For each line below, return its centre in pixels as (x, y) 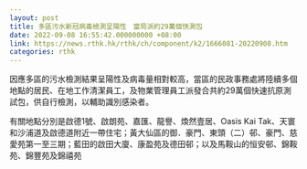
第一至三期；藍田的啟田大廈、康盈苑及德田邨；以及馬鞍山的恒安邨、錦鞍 (161, 144)
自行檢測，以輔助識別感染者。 (97, 102)
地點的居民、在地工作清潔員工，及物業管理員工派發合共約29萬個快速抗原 (147, 90)
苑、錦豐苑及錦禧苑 (46, 155)
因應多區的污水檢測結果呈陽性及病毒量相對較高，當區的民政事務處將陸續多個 (153, 79)
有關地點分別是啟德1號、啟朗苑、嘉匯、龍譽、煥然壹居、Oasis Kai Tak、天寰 (153, 121)
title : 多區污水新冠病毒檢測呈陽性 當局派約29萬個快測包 (106, 26)
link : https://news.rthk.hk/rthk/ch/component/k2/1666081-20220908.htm (148, 43)
